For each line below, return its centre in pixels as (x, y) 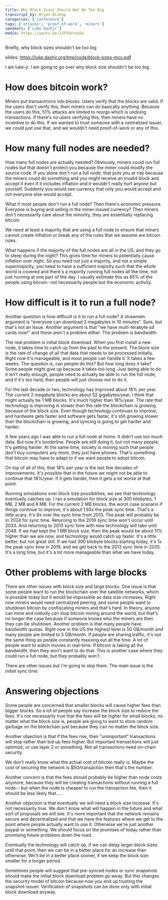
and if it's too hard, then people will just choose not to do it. (66, 380)
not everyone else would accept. (39, 194)
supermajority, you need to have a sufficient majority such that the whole (81, 266)
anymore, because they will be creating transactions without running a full (82, 782)
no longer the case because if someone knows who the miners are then (79, 618)
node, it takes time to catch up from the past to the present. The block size (82, 347)
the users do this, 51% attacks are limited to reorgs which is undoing (76, 112)
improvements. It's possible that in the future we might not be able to (76, 473)
